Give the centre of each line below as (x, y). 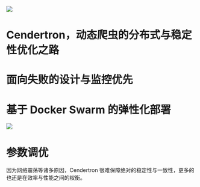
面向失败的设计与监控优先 (70, 80)
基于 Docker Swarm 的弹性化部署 (89, 110)
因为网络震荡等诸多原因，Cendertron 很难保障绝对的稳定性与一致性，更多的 (100, 170)
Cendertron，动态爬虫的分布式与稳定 (99, 35)
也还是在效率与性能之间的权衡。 (46, 178)
